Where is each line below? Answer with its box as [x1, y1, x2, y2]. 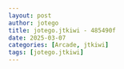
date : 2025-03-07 [8, 33, 66, 42]
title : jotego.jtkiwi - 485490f [8, 26, 116, 34]
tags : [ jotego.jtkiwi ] [8, 48, 84, 56]
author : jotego [8, 19, 59, 27]
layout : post [8, 11, 52, 20]
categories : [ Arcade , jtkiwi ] [8, 41, 110, 49]
